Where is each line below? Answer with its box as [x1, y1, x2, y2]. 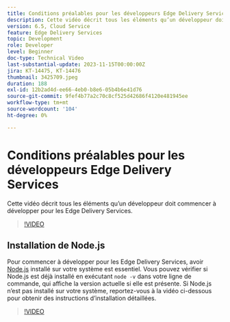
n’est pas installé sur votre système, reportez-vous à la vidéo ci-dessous [7, 287, 212, 295]
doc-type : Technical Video [7, 55, 84, 62]
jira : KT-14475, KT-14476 [7, 67, 81, 74]
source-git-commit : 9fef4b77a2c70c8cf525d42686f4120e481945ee [7, 93, 188, 100]
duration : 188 [7, 80, 48, 87]
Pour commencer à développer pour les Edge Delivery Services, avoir [7, 258, 204, 266]
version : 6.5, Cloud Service [7, 23, 90, 29]
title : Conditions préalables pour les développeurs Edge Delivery [7, 10, 204, 17]
